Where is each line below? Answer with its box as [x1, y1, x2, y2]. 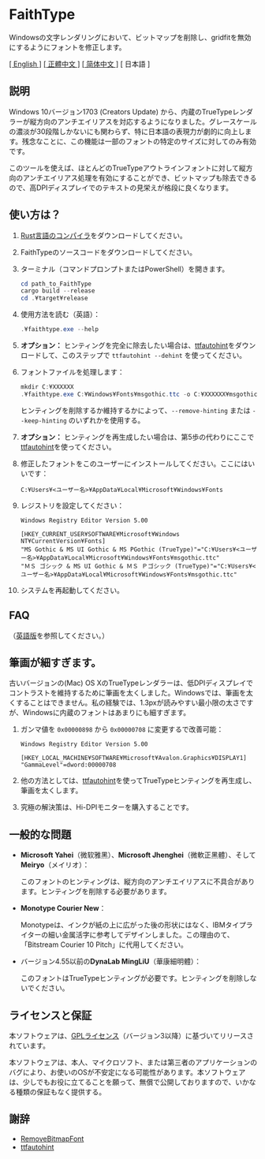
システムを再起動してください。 [20, 585, 125, 594]
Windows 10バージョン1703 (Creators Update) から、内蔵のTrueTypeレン [9, 106, 247, 116]
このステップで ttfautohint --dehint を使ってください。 [61, 351, 247, 360]
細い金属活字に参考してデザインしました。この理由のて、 [47, 930, 235, 940]
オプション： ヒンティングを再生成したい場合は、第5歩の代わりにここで [20, 432, 255, 442]
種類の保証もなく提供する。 [15, 1087, 106, 1097]
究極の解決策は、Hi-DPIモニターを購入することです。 [20, 803, 194, 812]
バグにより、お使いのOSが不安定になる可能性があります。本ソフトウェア [9, 1068, 246, 1077]
